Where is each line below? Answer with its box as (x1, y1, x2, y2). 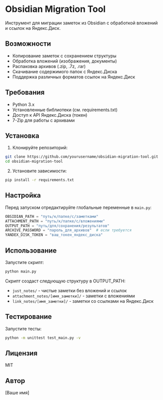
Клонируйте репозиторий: (12, 145, 68, 151)
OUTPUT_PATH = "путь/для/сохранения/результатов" (5, 223, 110, 228)
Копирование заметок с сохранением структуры (12, 53, 116, 59)
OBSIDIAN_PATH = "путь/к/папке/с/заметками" (5, 214, 99, 219)
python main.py (5, 269, 37, 274)
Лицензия (5, 349, 38, 357)
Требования (5, 88, 45, 97)
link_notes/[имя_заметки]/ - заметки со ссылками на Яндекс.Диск (12, 298, 154, 304)
